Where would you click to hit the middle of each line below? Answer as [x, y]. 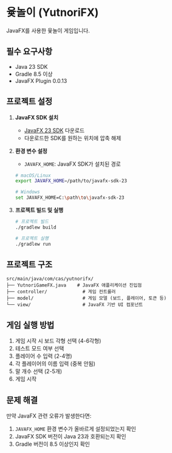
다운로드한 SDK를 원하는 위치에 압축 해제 [73, 138]
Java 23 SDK [31, 66]
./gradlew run [33, 244]
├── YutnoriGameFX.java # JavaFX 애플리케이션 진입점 [74, 285]
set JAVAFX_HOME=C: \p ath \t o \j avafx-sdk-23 [70, 198]
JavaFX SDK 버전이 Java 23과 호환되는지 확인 [71, 436]
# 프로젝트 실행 [32, 238]
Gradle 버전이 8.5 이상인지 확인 [52, 444]
